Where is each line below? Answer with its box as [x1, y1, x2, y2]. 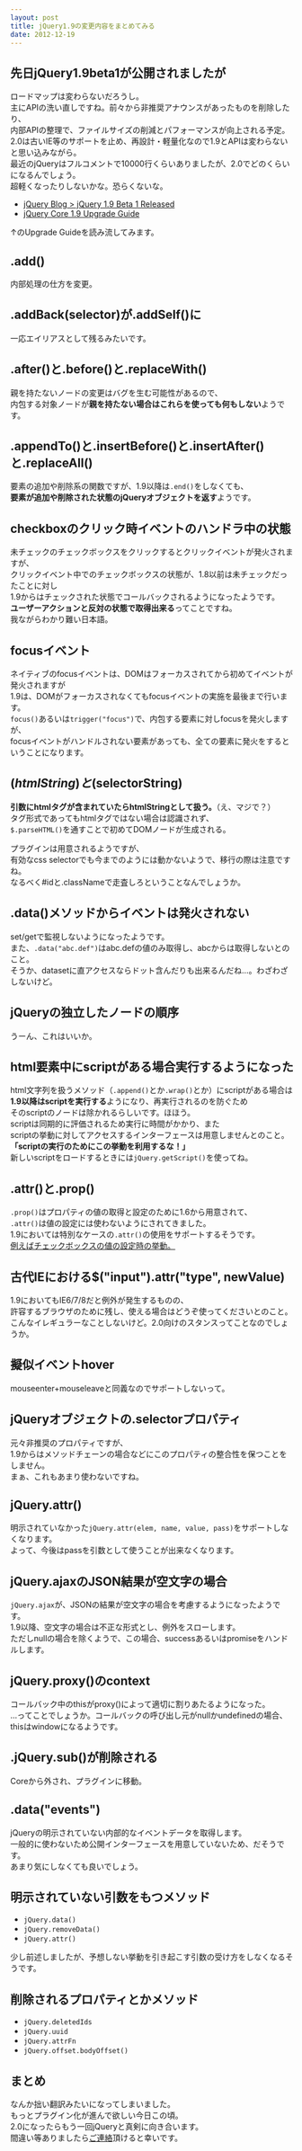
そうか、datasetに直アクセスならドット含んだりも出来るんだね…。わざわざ [10, 964, 289, 975]
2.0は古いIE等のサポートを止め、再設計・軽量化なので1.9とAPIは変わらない [10, 136, 289, 147]
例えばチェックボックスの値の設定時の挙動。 [10, 1240, 176, 1251]
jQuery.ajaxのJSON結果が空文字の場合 [10, 1574, 227, 1589]
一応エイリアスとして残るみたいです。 [10, 333, 151, 343]
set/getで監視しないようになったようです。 [10, 931, 170, 942]
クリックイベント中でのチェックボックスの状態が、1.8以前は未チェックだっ [10, 569, 289, 580]
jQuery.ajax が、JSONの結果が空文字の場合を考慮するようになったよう [10, 1599, 273, 1610]
